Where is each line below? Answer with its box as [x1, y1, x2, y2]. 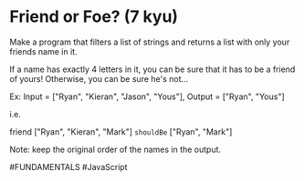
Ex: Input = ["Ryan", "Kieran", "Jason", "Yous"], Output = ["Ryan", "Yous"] [9, 91, 285, 102]
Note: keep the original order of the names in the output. [9, 144, 222, 155]
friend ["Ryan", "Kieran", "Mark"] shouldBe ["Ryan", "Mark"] [9, 126, 233, 137]
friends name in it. [9, 45, 78, 56]
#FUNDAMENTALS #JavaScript [9, 161, 128, 172]
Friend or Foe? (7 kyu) [9, 6, 179, 27]
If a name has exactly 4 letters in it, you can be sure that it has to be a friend [9, 64, 296, 75]
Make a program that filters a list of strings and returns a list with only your [9, 36, 290, 47]
